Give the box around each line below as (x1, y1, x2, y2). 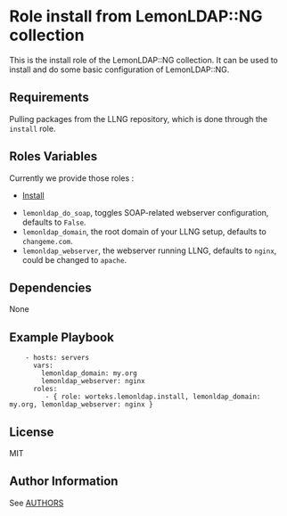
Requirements (9, 90, 89, 105)
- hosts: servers (25, 354, 90, 363)
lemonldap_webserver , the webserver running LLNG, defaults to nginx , (21, 245, 277, 256)
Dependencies (9, 280, 92, 295)
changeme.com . (21, 235, 73, 246)
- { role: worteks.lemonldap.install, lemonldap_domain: (45, 392, 261, 402)
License (9, 424, 54, 439)
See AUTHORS (9, 497, 64, 508)
